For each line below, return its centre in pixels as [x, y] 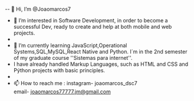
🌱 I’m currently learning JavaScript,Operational [70, 45]
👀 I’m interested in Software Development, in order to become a [91, 20]
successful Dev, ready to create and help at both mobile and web [93, 27]
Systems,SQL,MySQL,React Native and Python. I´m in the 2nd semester [100, 52]
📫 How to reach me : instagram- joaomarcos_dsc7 [75, 83]
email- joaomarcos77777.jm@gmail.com [62, 92]
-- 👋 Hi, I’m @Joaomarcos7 [38, 9]
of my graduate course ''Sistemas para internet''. [73, 58]
